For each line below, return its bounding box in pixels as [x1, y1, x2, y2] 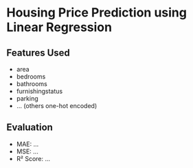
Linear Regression [6, 19, 113, 35]
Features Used [6, 47, 70, 59]
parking [16, 94, 38, 103]
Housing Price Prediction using [6, 5, 187, 21]
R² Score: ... [16, 154, 51, 162]
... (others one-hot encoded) [16, 102, 98, 109]
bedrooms [16, 72, 46, 81]
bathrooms [16, 80, 47, 87]
